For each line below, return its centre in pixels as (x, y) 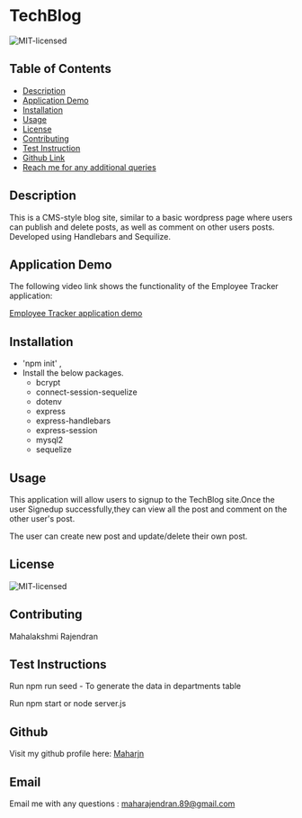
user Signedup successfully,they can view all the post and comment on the (148, 509)
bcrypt (48, 383)
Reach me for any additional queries (89, 167)
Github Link (44, 158)
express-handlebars (73, 421)
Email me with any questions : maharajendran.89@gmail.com (122, 804)
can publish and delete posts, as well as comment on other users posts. (142, 227)
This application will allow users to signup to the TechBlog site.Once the (142, 500)
